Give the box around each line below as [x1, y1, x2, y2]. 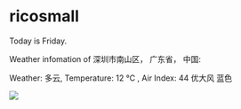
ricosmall [9, 6, 80, 27]
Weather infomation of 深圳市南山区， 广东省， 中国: [9, 53, 202, 64]
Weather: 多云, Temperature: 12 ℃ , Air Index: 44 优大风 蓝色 [9, 73, 233, 83]
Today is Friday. [9, 35, 68, 46]
